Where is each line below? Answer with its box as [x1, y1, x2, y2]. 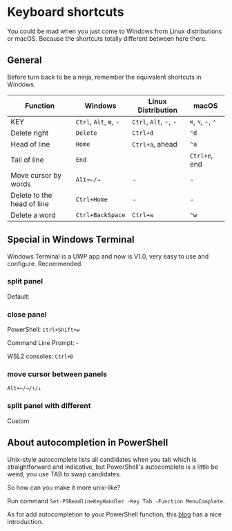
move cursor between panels [7, 369, 108, 379]
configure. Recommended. [7, 259, 83, 268]
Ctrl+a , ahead [132, 139, 177, 149]
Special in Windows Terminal [7, 234, 135, 245]
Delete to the [10, 190, 52, 200]
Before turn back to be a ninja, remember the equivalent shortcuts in [7, 73, 202, 81]
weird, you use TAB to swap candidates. [7, 469, 122, 478]
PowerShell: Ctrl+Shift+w [7, 326, 80, 334]
